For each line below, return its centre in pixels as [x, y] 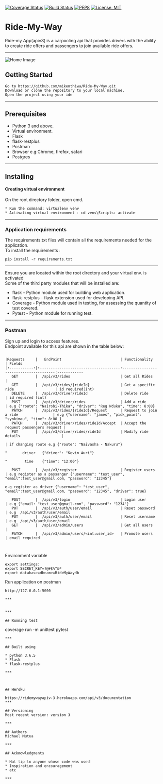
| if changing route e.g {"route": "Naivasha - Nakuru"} [64, 444]
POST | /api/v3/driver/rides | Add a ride [79, 402]
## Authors [16, 732]
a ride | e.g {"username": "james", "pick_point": [73, 415]
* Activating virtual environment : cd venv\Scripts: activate [70, 213]
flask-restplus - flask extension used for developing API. [68, 298]
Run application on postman [33, 582]
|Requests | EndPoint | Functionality [79, 359]
